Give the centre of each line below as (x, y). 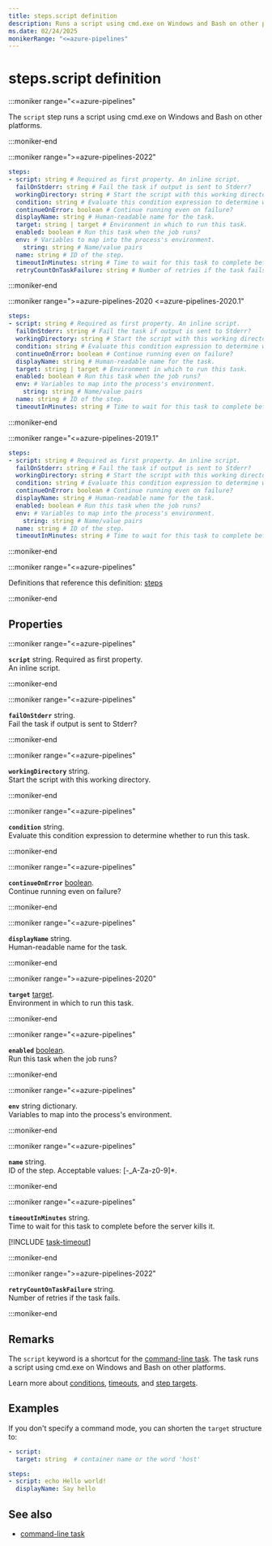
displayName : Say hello (55, 1489)
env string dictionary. (43, 1106)
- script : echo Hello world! (57, 1481)
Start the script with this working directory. (80, 779)
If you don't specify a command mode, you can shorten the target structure (135, 1428)
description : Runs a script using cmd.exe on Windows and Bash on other (134, 24)
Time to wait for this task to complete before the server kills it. (112, 1226)
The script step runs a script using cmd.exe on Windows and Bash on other (136, 117)
